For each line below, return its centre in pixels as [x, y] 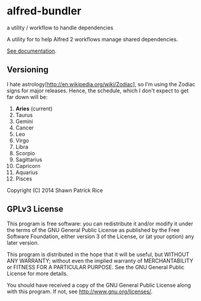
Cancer [25, 128]
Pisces [24, 179]
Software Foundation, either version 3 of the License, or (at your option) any [100, 236]
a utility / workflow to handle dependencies [60, 28]
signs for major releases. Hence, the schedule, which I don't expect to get [98, 91]
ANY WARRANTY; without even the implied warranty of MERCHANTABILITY [100, 261]
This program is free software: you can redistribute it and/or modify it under [100, 224]
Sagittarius [29, 159]
